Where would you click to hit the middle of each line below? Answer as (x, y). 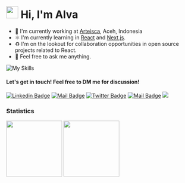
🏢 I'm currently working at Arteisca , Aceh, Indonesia (79, 31)
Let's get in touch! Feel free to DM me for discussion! (73, 82)
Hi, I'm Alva (49, 15)
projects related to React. (46, 50)
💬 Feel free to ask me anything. (53, 56)
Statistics (20, 111)
